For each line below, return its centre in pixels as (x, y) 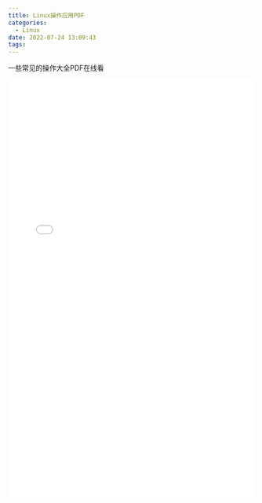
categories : (27, 23)
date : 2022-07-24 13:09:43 (52, 37)
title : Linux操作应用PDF (46, 15)
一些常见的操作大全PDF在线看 (56, 68)
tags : (17, 45)
